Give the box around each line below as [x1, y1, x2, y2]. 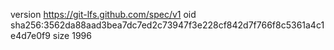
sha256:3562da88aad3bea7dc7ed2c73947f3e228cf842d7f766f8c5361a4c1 [10, 19, 325, 31]
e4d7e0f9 [10, 30, 51, 41]
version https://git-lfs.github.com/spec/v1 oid [10, 9, 197, 20]
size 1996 [52, 30, 92, 41]
